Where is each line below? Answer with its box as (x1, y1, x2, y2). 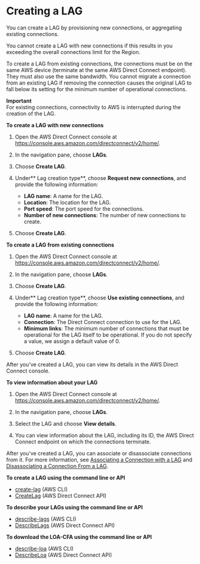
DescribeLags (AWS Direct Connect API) (14, 521, 115, 529)
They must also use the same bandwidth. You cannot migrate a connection (6, 73, 191, 80)
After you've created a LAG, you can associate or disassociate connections (6, 449, 192, 457)
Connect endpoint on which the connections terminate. (14, 438, 151, 445)
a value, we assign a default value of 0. (23, 337, 121, 344)
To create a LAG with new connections (6, 121, 104, 128)
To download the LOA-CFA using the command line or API (6, 533, 152, 541)
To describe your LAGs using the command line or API (6, 503, 143, 511)
